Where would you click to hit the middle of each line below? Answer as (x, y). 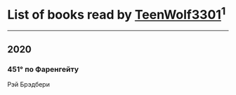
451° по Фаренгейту (43, 69)
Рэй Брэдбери (29, 84)
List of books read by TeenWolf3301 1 (117, 14)
